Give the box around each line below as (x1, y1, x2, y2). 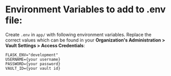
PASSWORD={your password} (5, 61, 60, 66)
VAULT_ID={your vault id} (5, 66, 60, 71)
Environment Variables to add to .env (5, 4, 166, 15)
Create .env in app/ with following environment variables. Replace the (5, 31, 152, 37)
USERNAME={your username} (5, 56, 60, 62)
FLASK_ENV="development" (5, 52, 58, 58)
